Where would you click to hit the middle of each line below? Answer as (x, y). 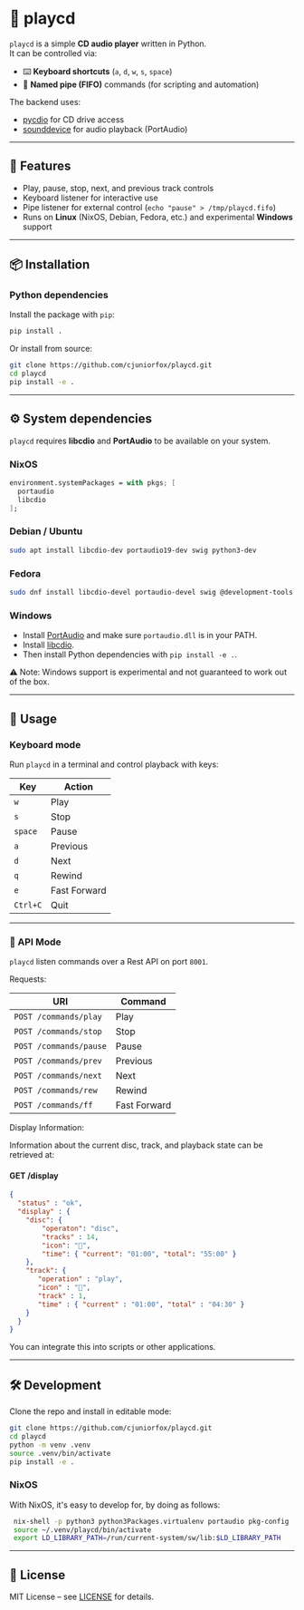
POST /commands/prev (58, 1061)
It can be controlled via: (53, 53)
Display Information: (47, 1128)
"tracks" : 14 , (71, 1237)
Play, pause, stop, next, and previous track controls (118, 188)
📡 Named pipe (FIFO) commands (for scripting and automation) (141, 84)
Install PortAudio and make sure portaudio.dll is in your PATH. (140, 635)
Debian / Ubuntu (46, 531)
